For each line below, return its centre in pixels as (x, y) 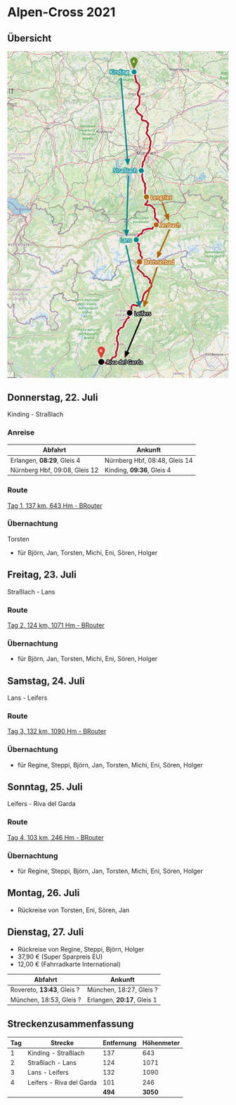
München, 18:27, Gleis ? (122, 990)
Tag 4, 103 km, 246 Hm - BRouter (55, 837)
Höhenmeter (161, 1042)
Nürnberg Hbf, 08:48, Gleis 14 (149, 460)
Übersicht (29, 38)
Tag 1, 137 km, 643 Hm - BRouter (55, 505)
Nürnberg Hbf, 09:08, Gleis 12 (54, 470)
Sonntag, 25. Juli (45, 787)
